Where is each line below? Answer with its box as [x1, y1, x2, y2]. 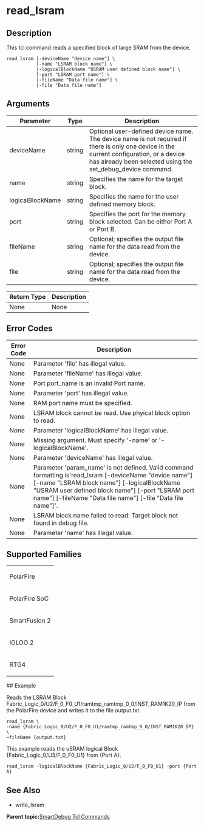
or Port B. [89, 225, 117, 233]
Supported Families [6, 549, 82, 559]
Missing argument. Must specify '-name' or [33, 435, 158, 444]
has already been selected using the [89, 157, 193, 166]
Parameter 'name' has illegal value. [33, 528, 134, 537]
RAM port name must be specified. [33, 398, 132, 407]
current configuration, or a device [89, 149, 185, 158]
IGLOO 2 [9, 638, 34, 647]
